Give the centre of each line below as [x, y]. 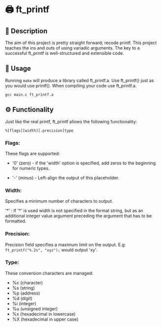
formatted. [16, 221]
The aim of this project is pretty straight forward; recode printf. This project [81, 43]
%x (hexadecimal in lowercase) [44, 314]
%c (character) [27, 282]
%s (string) [24, 288]
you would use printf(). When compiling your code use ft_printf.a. [71, 85]
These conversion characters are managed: [49, 273]
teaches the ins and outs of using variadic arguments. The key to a [72, 48]
